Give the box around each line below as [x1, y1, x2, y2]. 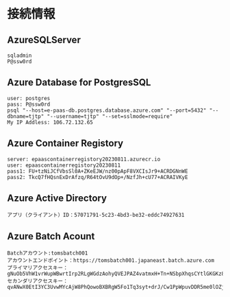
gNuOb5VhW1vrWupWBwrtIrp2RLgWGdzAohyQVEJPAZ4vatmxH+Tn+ [7, 270, 170, 278]
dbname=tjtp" [7, 112, 44, 120]
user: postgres [7, 95, 51, 102]
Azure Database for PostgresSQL [7, 77, 151, 88]
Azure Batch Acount [7, 230, 95, 242]
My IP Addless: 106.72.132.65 [7, 119, 94, 126]
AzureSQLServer [7, 34, 81, 45]
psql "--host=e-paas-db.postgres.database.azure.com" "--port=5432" [7, 107, 207, 114]
